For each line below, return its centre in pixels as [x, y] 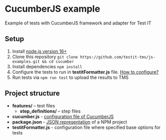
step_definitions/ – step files [50, 111]
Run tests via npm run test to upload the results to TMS [70, 77]
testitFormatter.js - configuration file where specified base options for [86, 127]
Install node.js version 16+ [39, 51]
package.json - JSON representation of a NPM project [70, 122]
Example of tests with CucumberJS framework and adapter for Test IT [78, 23]
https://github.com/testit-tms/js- [118, 57]
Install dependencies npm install [47, 66]
